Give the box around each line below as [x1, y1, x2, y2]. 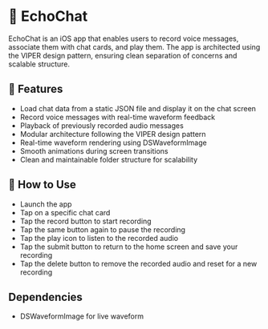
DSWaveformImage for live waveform [19, 311, 144, 321]
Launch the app [19, 199, 72, 209]
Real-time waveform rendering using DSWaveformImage [19, 138, 207, 147]
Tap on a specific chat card [19, 207, 111, 217]
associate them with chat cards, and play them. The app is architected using [8, 42, 261, 51]
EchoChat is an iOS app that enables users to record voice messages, [8, 34, 239, 43]
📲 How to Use [8, 178, 76, 191]
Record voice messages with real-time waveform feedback [19, 112, 215, 122]
